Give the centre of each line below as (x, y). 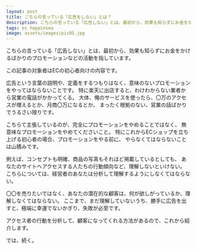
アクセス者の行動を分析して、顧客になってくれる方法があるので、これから (95, 221)
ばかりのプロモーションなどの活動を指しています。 (72, 58)
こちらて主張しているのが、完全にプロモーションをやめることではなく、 (93, 125)
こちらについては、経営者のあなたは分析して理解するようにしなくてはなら (96, 174)
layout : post (22, 11)
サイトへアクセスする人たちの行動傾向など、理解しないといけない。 (103, 166)
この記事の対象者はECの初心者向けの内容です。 (63, 70)
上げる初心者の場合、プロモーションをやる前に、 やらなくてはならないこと (96, 139)
